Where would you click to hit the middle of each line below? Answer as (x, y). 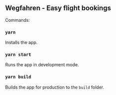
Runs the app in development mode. (42, 65)
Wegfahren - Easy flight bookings (58, 8)
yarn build (18, 77)
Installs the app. (22, 43)
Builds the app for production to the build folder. (55, 87)
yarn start (18, 55)
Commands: (18, 20)
